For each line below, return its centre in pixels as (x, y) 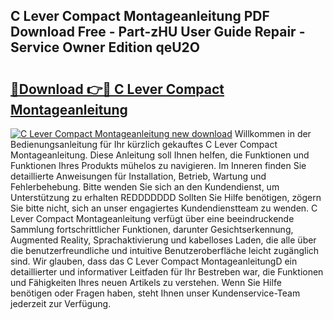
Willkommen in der (273, 133)
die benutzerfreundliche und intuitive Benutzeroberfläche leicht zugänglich (165, 250)
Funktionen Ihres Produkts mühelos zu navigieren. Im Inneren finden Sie (158, 165)
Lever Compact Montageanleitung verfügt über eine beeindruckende (152, 218)
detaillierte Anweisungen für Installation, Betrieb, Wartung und (138, 176)
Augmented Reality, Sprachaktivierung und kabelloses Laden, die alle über (163, 240)
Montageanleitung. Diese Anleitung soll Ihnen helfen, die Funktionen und (160, 155)
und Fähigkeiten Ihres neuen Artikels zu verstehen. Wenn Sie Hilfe (146, 282)
